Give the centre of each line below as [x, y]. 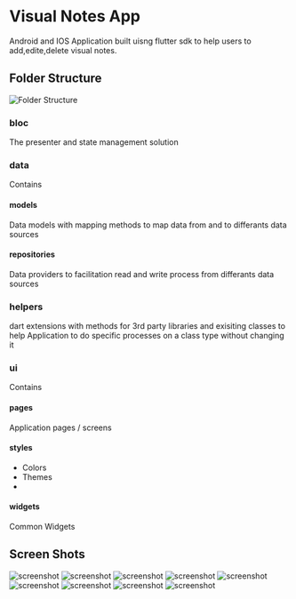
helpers [26, 307]
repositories [32, 254]
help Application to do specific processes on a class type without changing [147, 336]
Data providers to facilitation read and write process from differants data [142, 274]
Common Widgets [42, 526]
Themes [37, 476]
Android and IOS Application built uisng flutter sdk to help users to [130, 41]
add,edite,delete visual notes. [63, 50]
